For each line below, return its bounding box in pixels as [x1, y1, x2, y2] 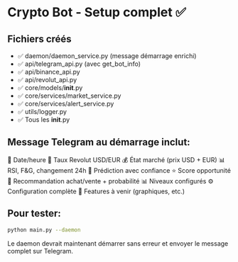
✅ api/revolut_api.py [17, 76, 77, 84]
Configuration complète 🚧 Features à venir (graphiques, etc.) [7, 187, 185, 195]
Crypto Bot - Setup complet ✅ [7, 4, 186, 21]
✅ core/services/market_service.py [17, 91, 121, 100]
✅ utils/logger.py [17, 108, 67, 115]
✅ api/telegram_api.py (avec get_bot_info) [17, 59, 141, 68]
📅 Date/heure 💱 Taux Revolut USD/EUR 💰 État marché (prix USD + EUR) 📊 [7, 155, 226, 164]
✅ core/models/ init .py [17, 84, 83, 92]
